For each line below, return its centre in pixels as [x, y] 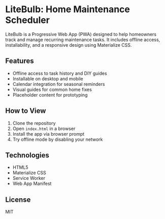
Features [20, 61]
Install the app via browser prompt [48, 134]
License [18, 199]
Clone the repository [34, 123]
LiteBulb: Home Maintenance [68, 9]
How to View [26, 111]
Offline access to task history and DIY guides [60, 73]
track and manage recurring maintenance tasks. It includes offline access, [83, 40]
